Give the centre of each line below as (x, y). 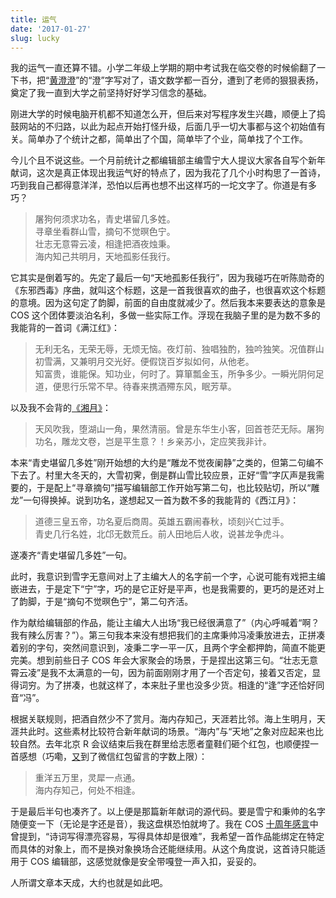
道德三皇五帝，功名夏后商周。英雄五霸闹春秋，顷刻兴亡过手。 (162, 522)
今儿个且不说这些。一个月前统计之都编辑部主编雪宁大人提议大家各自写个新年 (168, 160)
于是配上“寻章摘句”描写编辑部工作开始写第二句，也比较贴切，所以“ (174, 488)
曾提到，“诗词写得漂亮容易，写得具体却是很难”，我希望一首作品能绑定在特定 (167, 837)
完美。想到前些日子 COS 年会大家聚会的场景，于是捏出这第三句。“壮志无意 (164, 660)
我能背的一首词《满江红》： (65, 328)
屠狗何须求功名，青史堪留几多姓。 (105, 219)
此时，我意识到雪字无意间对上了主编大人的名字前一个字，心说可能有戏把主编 (168, 577)
